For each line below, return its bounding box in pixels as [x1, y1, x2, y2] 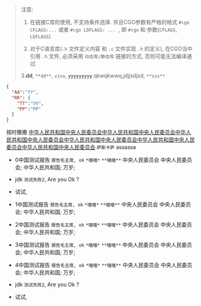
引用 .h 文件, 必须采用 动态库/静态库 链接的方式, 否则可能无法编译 [29, 53, 187, 59]
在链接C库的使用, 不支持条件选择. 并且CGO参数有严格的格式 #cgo [29, 19, 190, 26]
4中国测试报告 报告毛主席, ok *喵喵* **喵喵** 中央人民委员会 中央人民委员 [14, 262, 193, 269]
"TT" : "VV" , [17, 100, 44, 107]
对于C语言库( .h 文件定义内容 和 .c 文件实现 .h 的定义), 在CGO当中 [29, 45, 193, 52]
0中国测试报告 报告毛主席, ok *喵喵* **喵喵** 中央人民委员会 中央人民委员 [14, 156, 193, 163]
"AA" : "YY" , [11, 89, 39, 95]
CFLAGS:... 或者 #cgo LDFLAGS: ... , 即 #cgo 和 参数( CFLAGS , [29, 26, 178, 33]
